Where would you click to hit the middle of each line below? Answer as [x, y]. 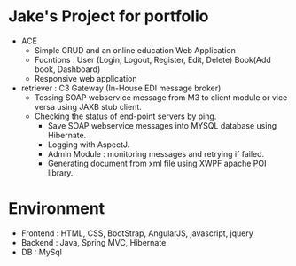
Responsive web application [86, 78]
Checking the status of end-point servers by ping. [125, 116]
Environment [57, 209]
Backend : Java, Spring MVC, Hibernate [93, 242]
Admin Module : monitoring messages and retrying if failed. [156, 153]
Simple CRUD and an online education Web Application [135, 50]
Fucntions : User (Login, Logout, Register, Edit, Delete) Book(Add [152, 59]
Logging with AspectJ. [89, 145]
